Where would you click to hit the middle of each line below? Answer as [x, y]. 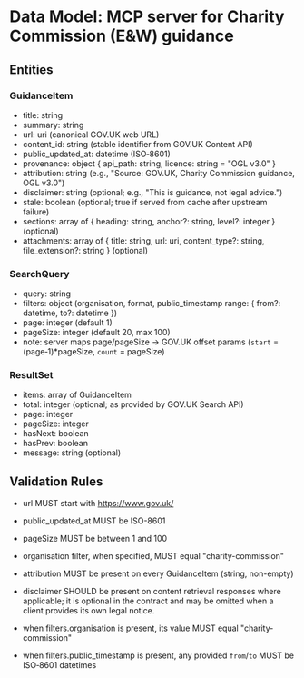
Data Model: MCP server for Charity [147, 17]
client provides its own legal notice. [88, 611]
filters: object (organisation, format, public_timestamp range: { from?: [152, 304]
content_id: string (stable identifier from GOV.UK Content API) [138, 144]
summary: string [53, 125]
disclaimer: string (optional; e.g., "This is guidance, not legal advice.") [152, 192]
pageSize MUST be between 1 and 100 [95, 539]
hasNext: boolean [55, 434]
